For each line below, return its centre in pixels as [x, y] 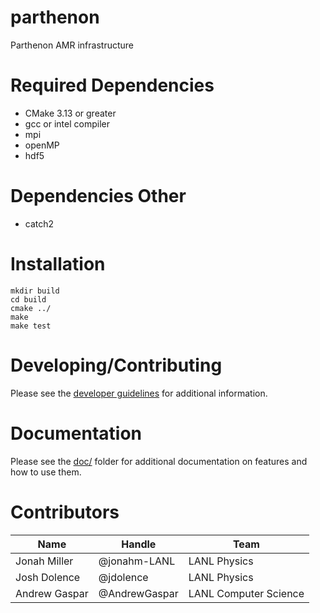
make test [31, 326]
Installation [58, 264]
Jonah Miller [44, 561]
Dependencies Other [98, 196]
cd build [28, 299]
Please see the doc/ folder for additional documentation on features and [159, 461]
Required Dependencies [112, 85]
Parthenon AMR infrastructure [72, 45]
